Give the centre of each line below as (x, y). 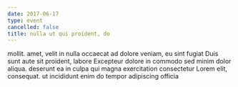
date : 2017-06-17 (33, 14)
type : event (25, 21)
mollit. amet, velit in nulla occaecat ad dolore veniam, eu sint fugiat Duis (113, 54)
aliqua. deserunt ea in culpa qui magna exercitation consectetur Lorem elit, (117, 69)
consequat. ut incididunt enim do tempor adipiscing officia (93, 76)
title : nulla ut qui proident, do (59, 34)
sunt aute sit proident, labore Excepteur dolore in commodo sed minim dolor (119, 62)
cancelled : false (33, 27)
